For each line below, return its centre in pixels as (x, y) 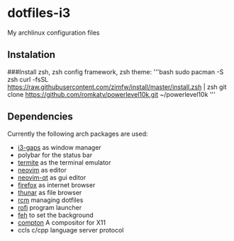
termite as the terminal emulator (64, 162)
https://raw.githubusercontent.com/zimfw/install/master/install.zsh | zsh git (117, 87)
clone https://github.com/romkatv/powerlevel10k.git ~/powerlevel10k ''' (112, 94)
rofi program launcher (50, 207)
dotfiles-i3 (39, 13)
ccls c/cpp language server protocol (71, 230)
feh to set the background (55, 215)
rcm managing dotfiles (50, 200)
